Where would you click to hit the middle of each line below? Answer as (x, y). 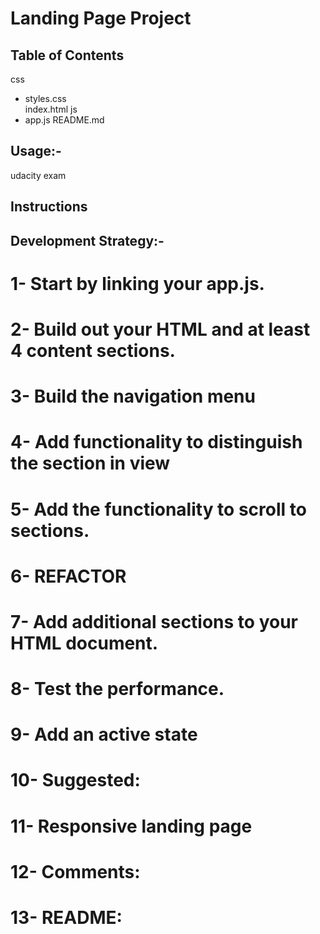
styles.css (45, 98)
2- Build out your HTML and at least (160, 329)
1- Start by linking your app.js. (137, 283)
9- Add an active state (104, 734)
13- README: (66, 918)
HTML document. (84, 643)
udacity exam (38, 175)
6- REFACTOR (68, 576)
